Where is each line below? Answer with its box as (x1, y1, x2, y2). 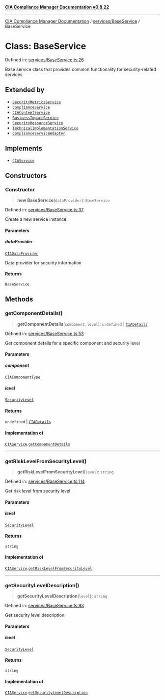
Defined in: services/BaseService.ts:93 (5, 603, 84, 609)
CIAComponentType (5, 375, 41, 380)
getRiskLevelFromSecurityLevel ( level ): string (17, 468, 114, 475)
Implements (5, 144, 43, 153)
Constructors (5, 171, 47, 180)
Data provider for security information (5, 259, 82, 265)
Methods (5, 295, 33, 304)
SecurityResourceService (12, 120, 63, 126)
